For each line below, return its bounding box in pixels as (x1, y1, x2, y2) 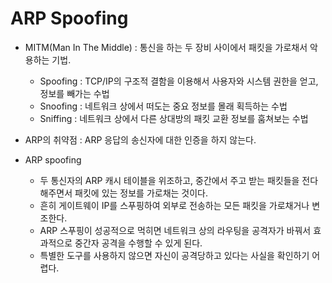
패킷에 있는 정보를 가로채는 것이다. (74, 187, 209, 199)
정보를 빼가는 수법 (39, 87, 110, 99)
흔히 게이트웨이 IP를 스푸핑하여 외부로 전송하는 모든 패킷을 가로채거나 (39, 199, 310, 211)
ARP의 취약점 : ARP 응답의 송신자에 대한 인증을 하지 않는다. (24, 133, 257, 146)
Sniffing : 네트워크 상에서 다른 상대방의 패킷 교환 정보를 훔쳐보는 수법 (39, 112, 309, 124)
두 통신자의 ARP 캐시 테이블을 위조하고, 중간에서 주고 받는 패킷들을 (39, 174, 300, 186)
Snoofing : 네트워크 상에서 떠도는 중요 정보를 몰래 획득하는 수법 (39, 100, 288, 112)
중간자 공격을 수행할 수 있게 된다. (74, 237, 203, 249)
